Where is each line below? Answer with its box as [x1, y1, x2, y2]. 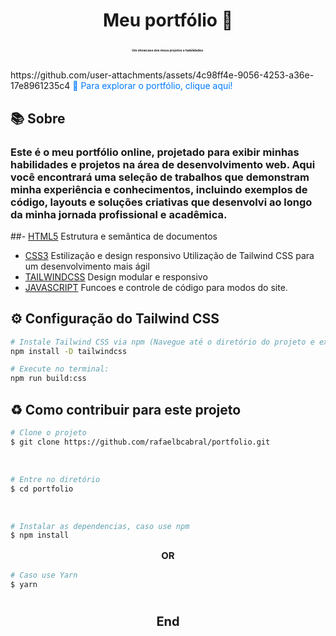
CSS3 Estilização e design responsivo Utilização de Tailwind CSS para [24, 249, 315, 261]
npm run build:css [10, 374, 87, 384]
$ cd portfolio [10, 484, 74, 494]
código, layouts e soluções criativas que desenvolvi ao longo [10, 195, 313, 209]
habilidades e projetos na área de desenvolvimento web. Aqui [10, 157, 316, 171]
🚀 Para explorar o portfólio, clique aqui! [72, 80, 233, 92]
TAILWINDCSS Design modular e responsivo [24, 270, 208, 283]
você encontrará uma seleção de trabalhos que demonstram [10, 170, 310, 184]
